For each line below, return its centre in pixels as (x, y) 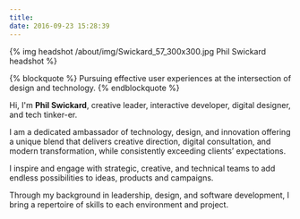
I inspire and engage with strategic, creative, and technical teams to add (142, 168)
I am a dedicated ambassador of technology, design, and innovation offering (150, 131)
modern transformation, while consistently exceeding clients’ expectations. (148, 151)
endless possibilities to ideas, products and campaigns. (111, 177)
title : (21, 17)
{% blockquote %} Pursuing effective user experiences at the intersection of (150, 78)
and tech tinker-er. (43, 114)
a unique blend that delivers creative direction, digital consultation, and (140, 141)
